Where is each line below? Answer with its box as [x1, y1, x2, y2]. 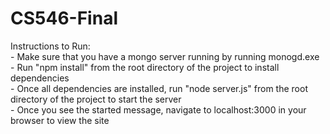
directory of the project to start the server [10, 93, 182, 105]
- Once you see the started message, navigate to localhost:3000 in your [10, 103, 307, 116]
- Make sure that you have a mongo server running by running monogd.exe [10, 50, 320, 62]
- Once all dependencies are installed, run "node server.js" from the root [10, 82, 308, 94]
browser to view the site [10, 114, 110, 126]
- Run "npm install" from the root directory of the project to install [10, 61, 280, 73]
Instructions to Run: [10, 40, 91, 52]
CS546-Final [10, 7, 118, 30]
